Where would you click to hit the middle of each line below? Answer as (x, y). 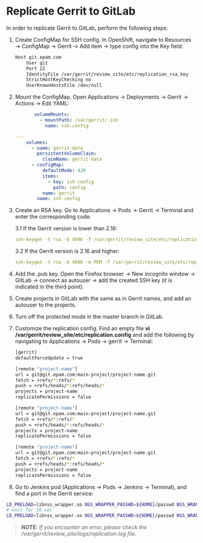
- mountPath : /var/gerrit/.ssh (79, 120)
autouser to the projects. (46, 305)
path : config (69, 187)
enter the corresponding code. (53, 217)
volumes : (37, 142)
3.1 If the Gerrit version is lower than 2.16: (66, 228)
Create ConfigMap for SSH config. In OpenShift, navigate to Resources (103, 39)
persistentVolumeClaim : (67, 154)
